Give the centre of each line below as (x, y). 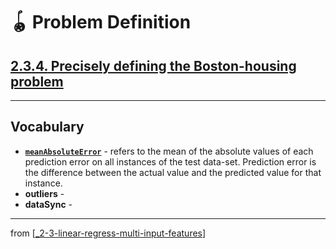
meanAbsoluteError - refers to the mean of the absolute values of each (169, 151)
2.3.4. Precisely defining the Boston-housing (153, 65)
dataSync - (48, 204)
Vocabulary (47, 127)
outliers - (44, 193)
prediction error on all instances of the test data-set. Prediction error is (170, 161)
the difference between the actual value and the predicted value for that (173, 172)
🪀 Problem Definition (101, 22)
